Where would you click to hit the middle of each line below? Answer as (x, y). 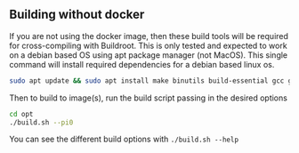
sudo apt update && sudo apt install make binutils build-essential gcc (147, 81)
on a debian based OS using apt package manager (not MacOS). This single (149, 55)
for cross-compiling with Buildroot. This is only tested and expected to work (148, 45)
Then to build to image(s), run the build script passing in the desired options (148, 98)
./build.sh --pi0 (41, 122)
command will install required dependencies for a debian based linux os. (142, 64)
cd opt (21, 114)
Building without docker (77, 15)
